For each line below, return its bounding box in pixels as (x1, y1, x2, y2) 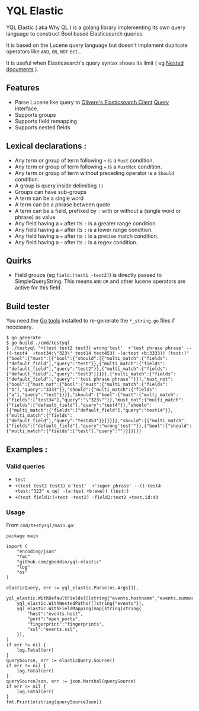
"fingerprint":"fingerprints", (27, 621, 105, 627)
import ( (6, 544, 28, 550)
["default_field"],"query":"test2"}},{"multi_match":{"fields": (6, 366, 168, 372)
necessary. (6, 323, 34, 330)
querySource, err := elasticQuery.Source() (6, 658, 115, 664)
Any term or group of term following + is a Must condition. (14, 157, 155, 164)
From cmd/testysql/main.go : (6, 522, 75, 529)
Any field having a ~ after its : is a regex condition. (14, 238, 138, 245)
